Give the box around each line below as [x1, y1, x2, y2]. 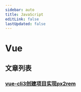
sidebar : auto [5, 7, 35, 12]
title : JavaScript [5, 12, 43, 17]
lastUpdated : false [5, 21, 46, 26]
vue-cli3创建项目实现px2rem [5, 80, 76, 87]
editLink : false [5, 16, 39, 21]
